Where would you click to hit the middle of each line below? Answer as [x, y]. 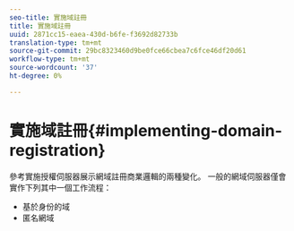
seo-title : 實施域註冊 [48, 17]
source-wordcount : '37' [54, 68]
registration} [57, 150]
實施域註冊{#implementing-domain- [146, 130]
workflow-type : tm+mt [50, 59]
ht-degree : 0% [36, 76]
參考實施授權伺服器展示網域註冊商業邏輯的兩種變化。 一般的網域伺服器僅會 [148, 176]
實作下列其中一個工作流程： [61, 187]
